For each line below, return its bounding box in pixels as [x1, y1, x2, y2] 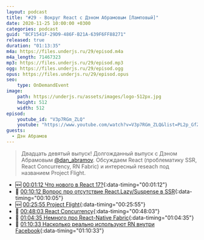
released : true [6, 37, 45, 43]
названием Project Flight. [21, 169, 86, 176]
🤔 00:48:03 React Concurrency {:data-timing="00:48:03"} [15, 207, 160, 214]
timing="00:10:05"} [15, 194, 64, 201]
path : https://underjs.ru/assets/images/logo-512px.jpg [17, 94, 162, 100]
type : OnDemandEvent [17, 83, 69, 89]
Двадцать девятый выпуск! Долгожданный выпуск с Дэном [21, 149, 177, 157]
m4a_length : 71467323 [6, 54, 61, 60]
